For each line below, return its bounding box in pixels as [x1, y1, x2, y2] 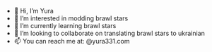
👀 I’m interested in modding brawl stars [13, 14, 129, 22]
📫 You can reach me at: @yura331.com [13, 37, 130, 45]
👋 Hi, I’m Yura [13, 7, 54, 15]
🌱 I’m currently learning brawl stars [13, 22, 117, 30]
